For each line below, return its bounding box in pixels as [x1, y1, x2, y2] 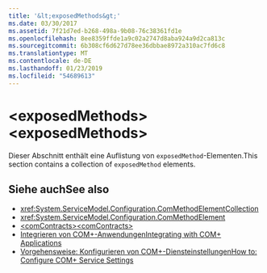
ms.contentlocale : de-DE [8, 57, 92, 65]
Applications [19, 238, 62, 248]
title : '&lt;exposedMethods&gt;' [8, 11, 121, 20]
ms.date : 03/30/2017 [8, 19, 78, 27]
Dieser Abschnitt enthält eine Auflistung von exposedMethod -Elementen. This [8, 150, 258, 160]
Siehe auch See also [8, 183, 110, 196]
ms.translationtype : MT [8, 49, 89, 57]
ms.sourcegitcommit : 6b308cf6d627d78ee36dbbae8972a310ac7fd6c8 [8, 42, 226, 50]
